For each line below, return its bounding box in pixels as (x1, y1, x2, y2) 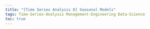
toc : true (5, 16, 26, 21)
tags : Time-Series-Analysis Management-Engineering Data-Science (5, 12, 145, 17)
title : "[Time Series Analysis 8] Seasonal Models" (5, 7, 116, 12)
